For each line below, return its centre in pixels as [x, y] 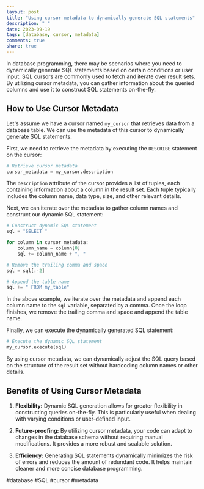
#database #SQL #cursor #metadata [53, 480]
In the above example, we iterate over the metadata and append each [94, 299]
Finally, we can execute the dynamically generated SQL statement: [90, 330]
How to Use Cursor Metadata [63, 108]
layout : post [23, 12]
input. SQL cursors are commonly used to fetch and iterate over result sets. [101, 76]
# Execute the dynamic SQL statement [54, 342]
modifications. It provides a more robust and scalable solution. [93, 443]
